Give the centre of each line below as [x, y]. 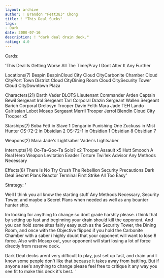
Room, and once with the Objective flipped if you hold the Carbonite [74, 230]
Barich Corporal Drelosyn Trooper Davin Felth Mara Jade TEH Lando [75, 105]
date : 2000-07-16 [23, 33]
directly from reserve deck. [33, 246]
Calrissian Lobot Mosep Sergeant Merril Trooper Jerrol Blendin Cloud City [80, 111]
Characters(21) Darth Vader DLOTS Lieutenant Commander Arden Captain [80, 95]
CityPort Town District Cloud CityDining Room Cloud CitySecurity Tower [78, 80]
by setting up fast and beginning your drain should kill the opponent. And [79, 220]
